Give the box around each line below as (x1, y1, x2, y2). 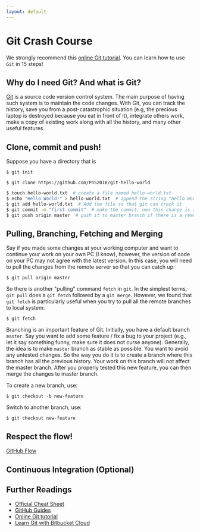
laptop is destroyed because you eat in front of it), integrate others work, (6, 112, 185, 119)
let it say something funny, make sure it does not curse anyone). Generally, (6, 339, 189, 346)
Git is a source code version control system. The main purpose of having (6, 93, 185, 100)
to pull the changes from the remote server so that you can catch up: (6, 263, 175, 270)
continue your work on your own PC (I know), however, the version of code (6, 251, 190, 258)
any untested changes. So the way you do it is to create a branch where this (6, 351, 193, 358)
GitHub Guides (14, 506, 51, 514)
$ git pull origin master (6, 275, 70, 281)
